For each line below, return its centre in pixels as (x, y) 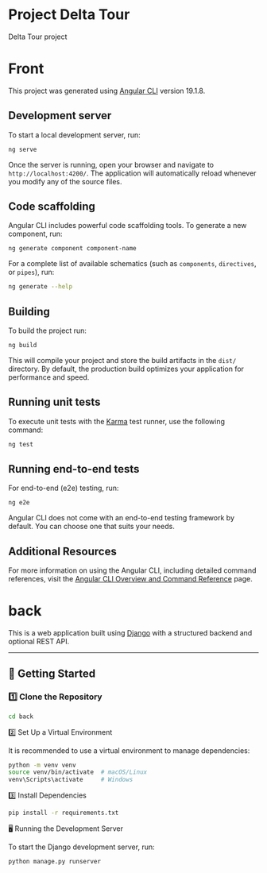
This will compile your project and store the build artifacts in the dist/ (122, 360)
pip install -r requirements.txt (64, 813)
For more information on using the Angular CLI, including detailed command (132, 570)
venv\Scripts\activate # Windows (71, 780)
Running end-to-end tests (74, 469)
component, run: (35, 234)
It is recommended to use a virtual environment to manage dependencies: (129, 750)
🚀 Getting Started (52, 674)
